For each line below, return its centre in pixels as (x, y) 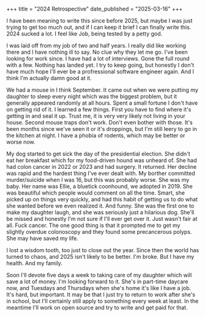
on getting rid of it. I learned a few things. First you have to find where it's (99, 109)
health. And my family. (35, 263)
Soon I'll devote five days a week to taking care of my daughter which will (99, 275)
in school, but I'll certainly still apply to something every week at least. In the (102, 301)
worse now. (21, 142)
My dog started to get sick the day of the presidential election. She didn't (99, 154)
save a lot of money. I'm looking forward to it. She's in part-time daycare (97, 282)
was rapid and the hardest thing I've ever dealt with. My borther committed (101, 173)
